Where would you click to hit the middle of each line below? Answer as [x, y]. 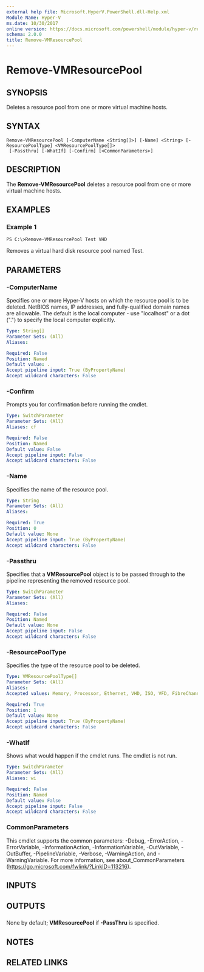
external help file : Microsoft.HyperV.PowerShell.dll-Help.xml [88, 12]
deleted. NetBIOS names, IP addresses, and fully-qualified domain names [98, 307]
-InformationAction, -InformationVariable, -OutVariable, [111, 847]
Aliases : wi [21, 778]
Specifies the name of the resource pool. [57, 489]
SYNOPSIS [27, 93]
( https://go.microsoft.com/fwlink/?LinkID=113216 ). [69, 866]
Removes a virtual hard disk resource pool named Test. [75, 251]
